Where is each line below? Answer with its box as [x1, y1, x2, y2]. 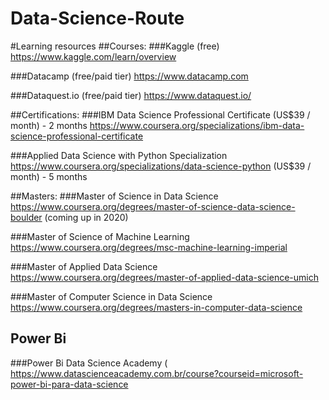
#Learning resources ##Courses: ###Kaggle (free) [10, 40, 220, 52]
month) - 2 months [10, 119, 88, 131]
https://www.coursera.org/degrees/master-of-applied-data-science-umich [10, 271, 319, 283]
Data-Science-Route [10, 7, 185, 30]
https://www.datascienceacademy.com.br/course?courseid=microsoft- [10, 367, 304, 379]
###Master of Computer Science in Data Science [10, 290, 213, 302]
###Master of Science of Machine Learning [10, 230, 190, 242]
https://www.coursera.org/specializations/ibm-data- [89, 119, 305, 131]
